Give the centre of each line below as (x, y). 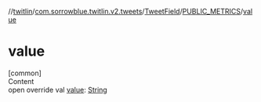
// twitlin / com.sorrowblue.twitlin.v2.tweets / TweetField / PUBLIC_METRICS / (126, 11)
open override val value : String (58, 89)
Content (21, 81)
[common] (25, 73)
